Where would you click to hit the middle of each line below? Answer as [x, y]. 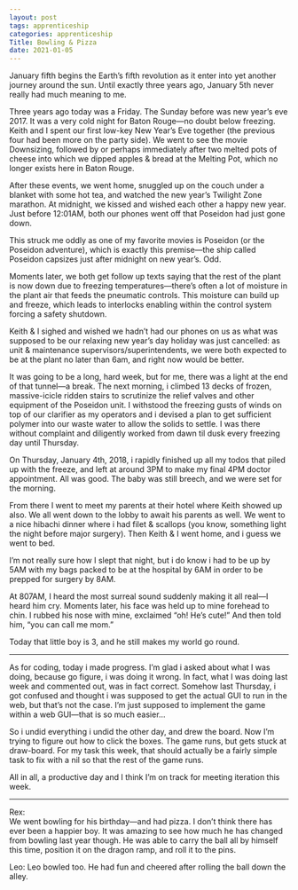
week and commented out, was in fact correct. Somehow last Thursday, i [143, 686]
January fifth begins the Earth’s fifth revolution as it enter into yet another [143, 75]
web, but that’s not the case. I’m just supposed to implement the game [137, 705]
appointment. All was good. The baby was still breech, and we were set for [145, 479]
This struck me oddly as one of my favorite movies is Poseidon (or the [137, 240]
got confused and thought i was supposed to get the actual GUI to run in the [149, 696]
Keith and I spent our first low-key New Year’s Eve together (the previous [142, 130]
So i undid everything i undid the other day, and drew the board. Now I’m [142, 732]
